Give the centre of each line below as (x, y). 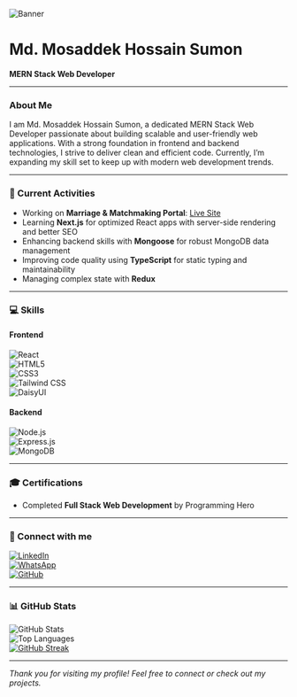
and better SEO (49, 231)
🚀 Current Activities (52, 193)
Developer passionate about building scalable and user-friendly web (133, 134)
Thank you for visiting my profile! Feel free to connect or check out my (137, 673)
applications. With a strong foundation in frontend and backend (124, 143)
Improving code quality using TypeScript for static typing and (134, 259)
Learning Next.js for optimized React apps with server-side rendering (149, 222)
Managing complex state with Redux (89, 278)
